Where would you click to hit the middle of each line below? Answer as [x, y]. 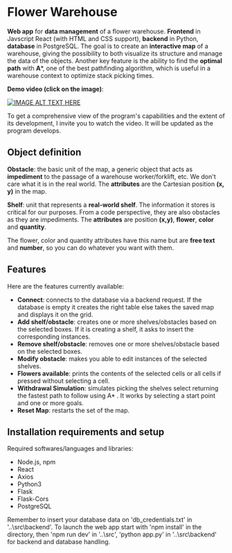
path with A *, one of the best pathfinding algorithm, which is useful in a [109, 68]
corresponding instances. [54, 337]
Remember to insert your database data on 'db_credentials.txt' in [100, 520]
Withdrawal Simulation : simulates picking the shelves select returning [118, 388]
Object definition [44, 152]
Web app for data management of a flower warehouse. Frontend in [104, 31]
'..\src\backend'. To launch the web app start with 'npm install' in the [105, 527]
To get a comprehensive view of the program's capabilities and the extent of [116, 116]
